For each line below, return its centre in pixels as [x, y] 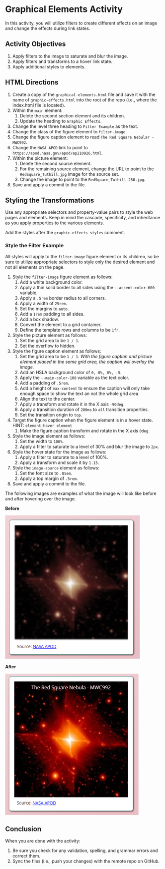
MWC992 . [20, 142]
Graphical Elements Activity [64, 9]
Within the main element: [38, 110]
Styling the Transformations [50, 200]
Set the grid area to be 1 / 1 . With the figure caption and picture [86, 356]
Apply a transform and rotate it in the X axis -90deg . [72, 404]
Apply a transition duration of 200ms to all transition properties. [84, 409]
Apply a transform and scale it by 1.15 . [59, 462]
